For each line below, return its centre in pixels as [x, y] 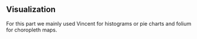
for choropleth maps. [32, 30]
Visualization [31, 10]
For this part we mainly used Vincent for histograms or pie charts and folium [99, 23]
